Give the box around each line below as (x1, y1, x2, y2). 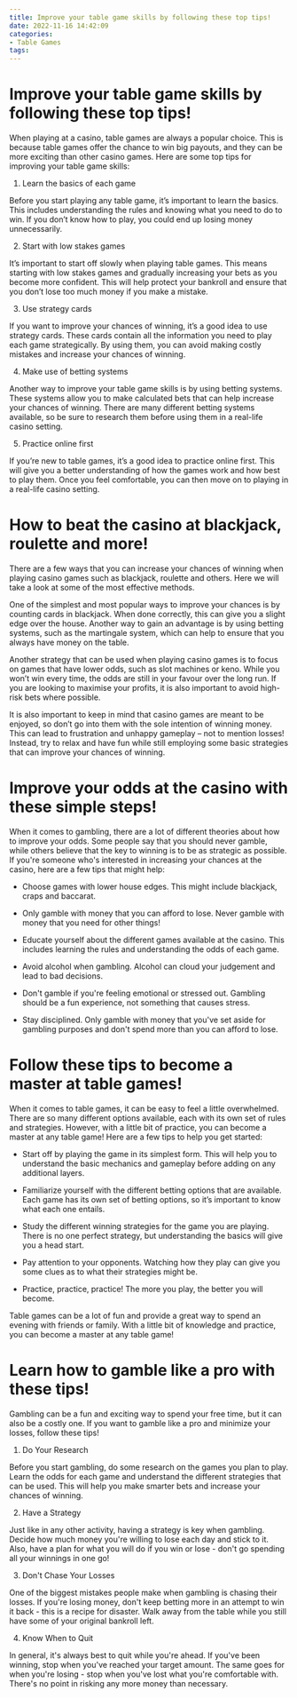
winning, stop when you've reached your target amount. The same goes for (9, 1659, 285, 1670)
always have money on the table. (9, 637, 130, 647)
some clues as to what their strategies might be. (21, 1266, 198, 1277)
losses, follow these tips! (9, 1427, 100, 1438)
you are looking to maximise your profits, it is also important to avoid (9, 683, 259, 693)
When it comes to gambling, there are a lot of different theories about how (9, 826, 280, 837)
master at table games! (9, 1074, 183, 1094)
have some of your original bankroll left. (9, 1615, 154, 1626)
